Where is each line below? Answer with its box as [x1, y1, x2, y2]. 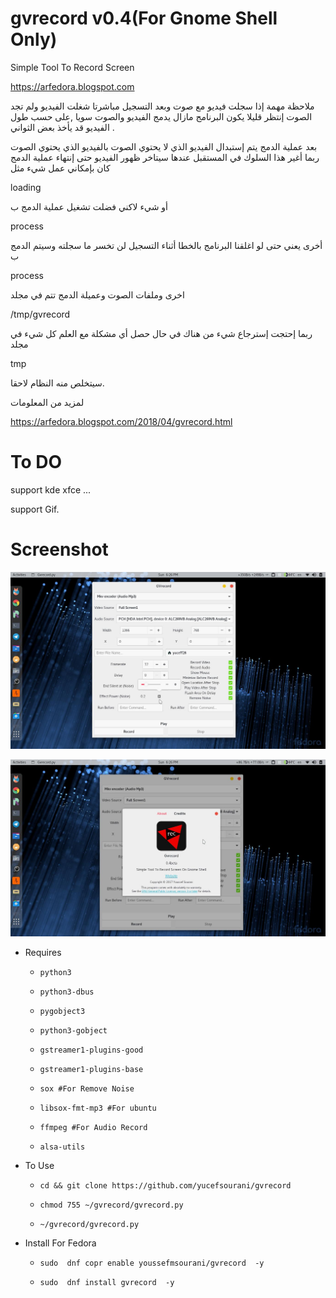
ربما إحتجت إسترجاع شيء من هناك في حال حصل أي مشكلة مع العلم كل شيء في [10, 327, 313, 339]
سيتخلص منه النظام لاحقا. [10, 377, 105, 389]
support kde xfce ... [10, 483, 92, 496]
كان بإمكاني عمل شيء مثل [10, 162, 111, 174]
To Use [24, 1159, 55, 1171]
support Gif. [10, 503, 60, 515]
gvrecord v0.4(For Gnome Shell [10, 7, 278, 30]
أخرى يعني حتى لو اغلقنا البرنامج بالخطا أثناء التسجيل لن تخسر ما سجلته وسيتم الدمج [10, 239, 323, 251]
